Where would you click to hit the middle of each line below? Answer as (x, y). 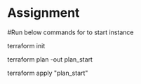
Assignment (43, 13)
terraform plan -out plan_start (50, 59)
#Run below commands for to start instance (71, 32)
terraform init (26, 45)
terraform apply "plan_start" (48, 73)
